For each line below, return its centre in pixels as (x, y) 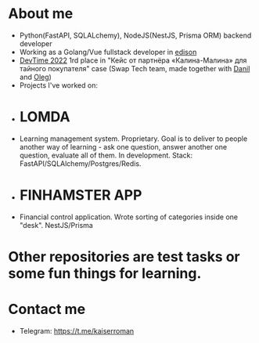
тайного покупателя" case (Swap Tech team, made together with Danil (135, 68)
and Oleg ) (36, 77)
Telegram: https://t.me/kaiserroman (77, 330)
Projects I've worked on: (58, 85)
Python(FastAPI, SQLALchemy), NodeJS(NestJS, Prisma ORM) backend (135, 35)
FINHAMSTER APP (81, 195)
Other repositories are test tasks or (124, 257)
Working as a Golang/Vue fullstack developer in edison (108, 52)
